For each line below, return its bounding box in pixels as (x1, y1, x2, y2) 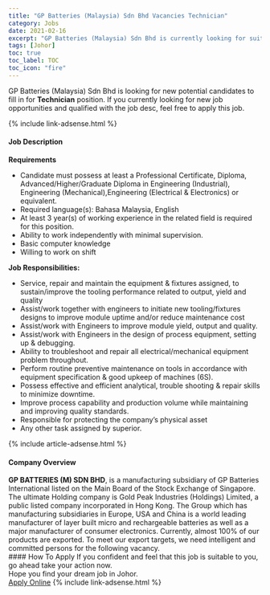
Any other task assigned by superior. (19, 423, 142, 433)
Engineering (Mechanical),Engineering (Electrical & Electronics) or (19, 187, 239, 197)
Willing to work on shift (19, 247, 96, 257)
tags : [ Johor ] (8, 42, 56, 50)
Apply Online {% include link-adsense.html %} (8, 577, 162, 587)
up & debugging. (19, 338, 76, 348)
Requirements (8, 154, 57, 165)
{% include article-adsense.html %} (8, 438, 127, 448)
